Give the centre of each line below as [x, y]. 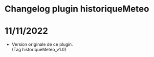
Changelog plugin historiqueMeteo [77, 9]
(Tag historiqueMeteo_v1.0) [39, 50]
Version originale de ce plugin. [42, 44]
